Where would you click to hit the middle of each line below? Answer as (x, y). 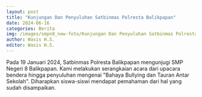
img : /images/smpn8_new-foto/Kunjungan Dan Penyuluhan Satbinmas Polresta (102, 34)
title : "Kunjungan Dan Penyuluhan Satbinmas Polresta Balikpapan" (91, 17)
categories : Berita (31, 28)
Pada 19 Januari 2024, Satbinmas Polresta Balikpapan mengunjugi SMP (95, 62)
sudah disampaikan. (31, 87)
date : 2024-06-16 (28, 23)
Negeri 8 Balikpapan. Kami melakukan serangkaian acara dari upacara (93, 68)
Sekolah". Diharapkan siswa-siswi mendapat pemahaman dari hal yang (94, 81)
